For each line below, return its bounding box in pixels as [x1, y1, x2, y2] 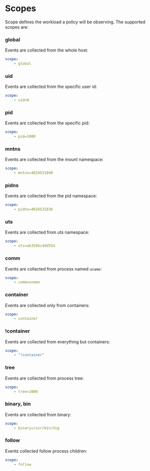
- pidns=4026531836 [14, 207, 53, 212]
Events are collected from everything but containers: [5, 338, 110, 345]
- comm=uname [14, 280, 40, 285]
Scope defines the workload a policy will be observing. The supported [5, 19, 146, 25]
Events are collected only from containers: [5, 302, 90, 308]
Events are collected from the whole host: [5, 47, 88, 53]
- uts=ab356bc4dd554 [14, 243, 55, 248]
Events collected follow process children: [5, 448, 87, 454]
